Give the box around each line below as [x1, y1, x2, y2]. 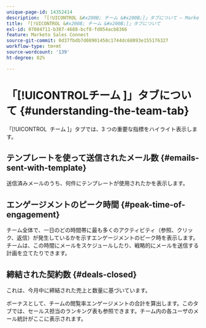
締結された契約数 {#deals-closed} [6, 269, 137, 279]
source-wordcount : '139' [6, 49, 70, 55]
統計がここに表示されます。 [17, 315, 87, 322]
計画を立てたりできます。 [6, 249, 71, 257]
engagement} [6, 209, 60, 220]
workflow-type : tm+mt [6, 44, 62, 50]
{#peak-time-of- [120, 199, 186, 209]
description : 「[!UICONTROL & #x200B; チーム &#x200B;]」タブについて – [6, 15, 183, 21]
